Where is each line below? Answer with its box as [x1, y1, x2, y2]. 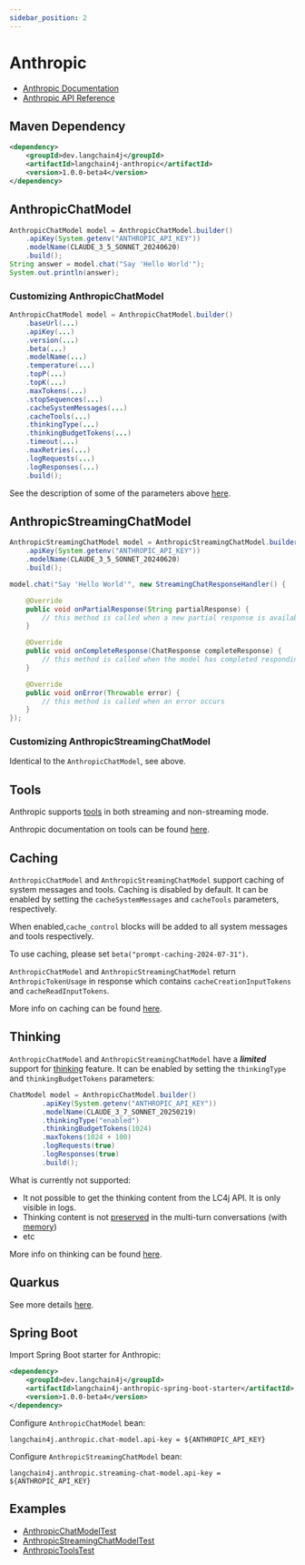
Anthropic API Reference [22, 92, 115, 103]
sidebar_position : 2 [9, 13, 88, 23]
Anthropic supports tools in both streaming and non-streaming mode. [9, 806, 270, 817]
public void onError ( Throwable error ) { [25, 688, 181, 697]
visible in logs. [22, 1202, 77, 1213]
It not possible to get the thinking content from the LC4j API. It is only [22, 1192, 281, 1203]
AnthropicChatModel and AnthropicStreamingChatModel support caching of [9, 874, 284, 885]
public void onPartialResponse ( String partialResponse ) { [25, 604, 250, 614]
